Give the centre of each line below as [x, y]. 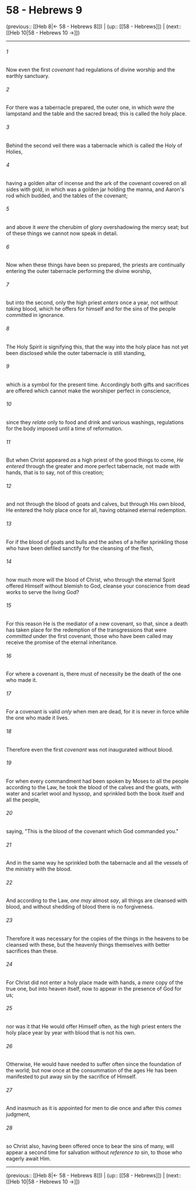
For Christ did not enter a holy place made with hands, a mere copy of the [95, 982]
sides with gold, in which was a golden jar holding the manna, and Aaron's [95, 189]
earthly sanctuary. [28, 76]
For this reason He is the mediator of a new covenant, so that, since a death [97, 623]
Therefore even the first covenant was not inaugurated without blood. [90, 749]
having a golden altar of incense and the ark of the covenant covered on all [96, 183]
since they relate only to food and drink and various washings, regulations [95, 422]
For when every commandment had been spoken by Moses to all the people [97, 781]
